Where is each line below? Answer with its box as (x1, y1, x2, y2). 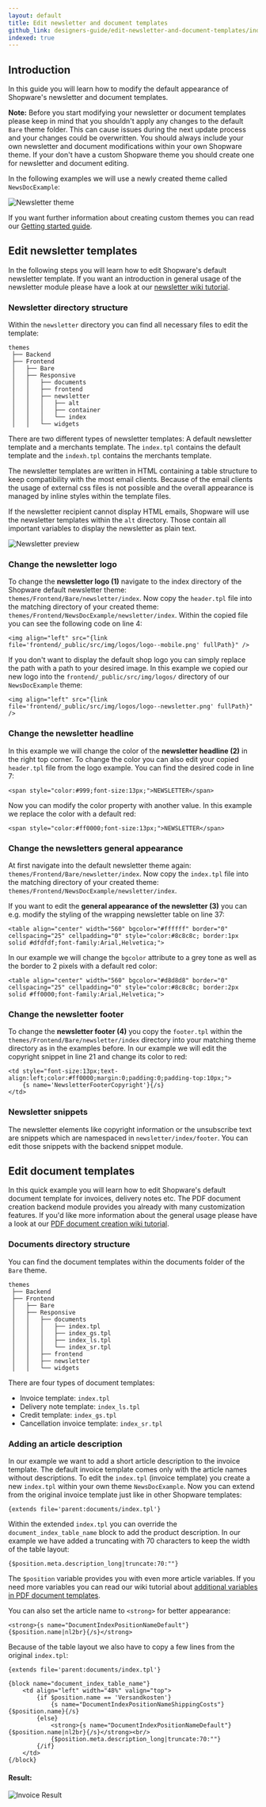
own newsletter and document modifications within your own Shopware (8, 142, 243, 151)
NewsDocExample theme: (8, 680, 83, 690)
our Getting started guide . (8, 221, 93, 231)
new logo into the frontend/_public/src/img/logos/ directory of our (8, 672, 230, 682)
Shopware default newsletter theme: (8, 585, 127, 595)
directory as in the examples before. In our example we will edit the (8, 1043, 227, 1053)
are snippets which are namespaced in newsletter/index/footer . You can (8, 1133, 249, 1143)
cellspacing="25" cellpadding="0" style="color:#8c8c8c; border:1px (8, 932, 239, 940)
